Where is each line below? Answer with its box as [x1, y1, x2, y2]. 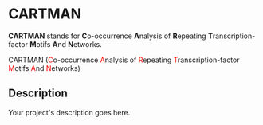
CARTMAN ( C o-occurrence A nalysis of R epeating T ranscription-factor [8, 55, 241, 64]
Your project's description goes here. [8, 107, 131, 117]
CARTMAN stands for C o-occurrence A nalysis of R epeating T [8, 31, 214, 41]
